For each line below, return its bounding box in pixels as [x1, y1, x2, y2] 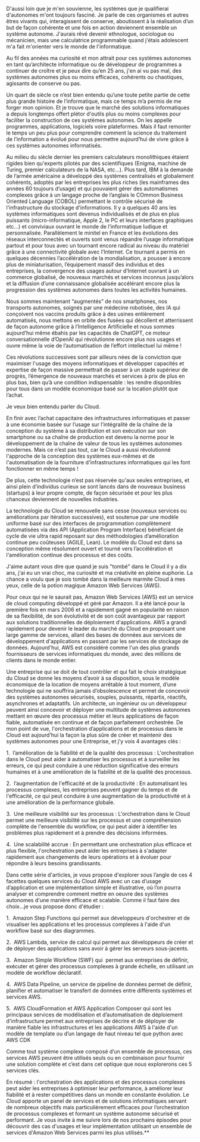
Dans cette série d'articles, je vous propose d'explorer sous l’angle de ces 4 [6, 871, 192, 878]
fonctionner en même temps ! [6, 465, 79, 472]
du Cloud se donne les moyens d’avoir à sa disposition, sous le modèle [6, 675, 180, 681]
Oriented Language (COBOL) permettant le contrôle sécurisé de [6, 198, 163, 205]
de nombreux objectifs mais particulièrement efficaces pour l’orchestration [6, 1104, 189, 1110]
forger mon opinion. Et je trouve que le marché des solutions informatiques [6, 104, 190, 111]
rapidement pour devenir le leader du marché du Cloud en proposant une [6, 625, 186, 632]
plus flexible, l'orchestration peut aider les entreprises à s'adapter [6, 847, 168, 854]
